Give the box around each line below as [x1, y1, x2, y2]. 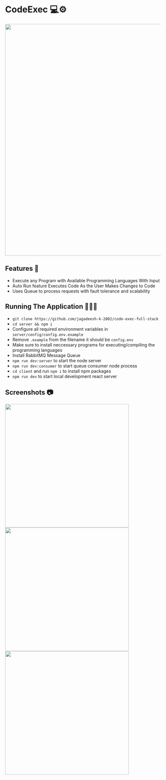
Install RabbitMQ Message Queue [12, 352, 81, 358]
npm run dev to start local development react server [12, 373, 117, 379]
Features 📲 [5, 264, 39, 273]
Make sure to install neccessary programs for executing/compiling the [12, 342, 155, 347]
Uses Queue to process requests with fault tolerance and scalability [12, 288, 151, 294]
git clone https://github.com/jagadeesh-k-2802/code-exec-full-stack [12, 316, 159, 321]
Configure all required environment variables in [12, 326, 108, 332]
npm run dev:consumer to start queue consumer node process [12, 363, 137, 369]
